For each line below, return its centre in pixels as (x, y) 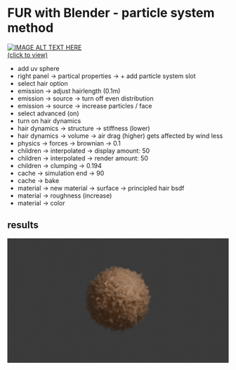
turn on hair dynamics (49, 120)
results (23, 225)
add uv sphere (38, 68)
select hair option (42, 83)
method (31, 28)
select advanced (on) (48, 113)
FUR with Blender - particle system (111, 13)
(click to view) (27, 55)
